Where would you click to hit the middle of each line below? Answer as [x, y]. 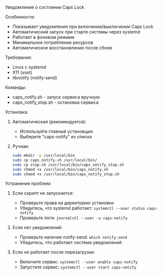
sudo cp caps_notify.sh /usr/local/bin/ [55, 160]
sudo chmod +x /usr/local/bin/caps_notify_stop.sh [66, 174]
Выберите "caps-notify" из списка [56, 137]
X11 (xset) [22, 72]
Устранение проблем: [28, 184]
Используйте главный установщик [56, 131]
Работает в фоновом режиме [43, 37]
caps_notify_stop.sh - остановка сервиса [55, 102]
